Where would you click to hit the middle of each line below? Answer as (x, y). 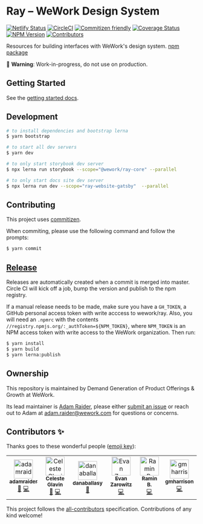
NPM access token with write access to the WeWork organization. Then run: (101, 332)
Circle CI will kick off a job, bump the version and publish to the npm (91, 289)
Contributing (31, 205)
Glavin (55, 485)
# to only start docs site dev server (55, 180)
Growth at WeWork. (31, 395)
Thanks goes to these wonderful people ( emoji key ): (71, 447)
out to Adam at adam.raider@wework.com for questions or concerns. (93, 413)
